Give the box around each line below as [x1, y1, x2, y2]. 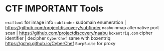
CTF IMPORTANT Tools [5, 3, 104, 14]
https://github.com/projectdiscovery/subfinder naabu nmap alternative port [5, 24, 159, 30]
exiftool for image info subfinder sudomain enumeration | [5, 19, 126, 25]
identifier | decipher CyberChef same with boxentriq [5, 35, 111, 41]
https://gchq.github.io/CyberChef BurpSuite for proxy [5, 40, 116, 46]
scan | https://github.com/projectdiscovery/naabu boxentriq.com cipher [5, 30, 153, 36]
